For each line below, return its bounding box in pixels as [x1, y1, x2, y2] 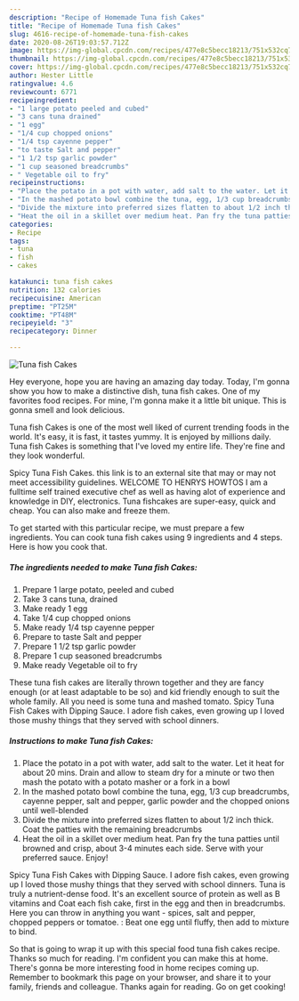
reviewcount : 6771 [9, 87, 77, 96]
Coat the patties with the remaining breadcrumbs [21, 824, 203, 835]
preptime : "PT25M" [9, 302, 77, 311]
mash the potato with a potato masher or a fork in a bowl [21, 776, 230, 787]
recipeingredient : [9, 95, 77, 105]
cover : [9, 63, 34, 72]
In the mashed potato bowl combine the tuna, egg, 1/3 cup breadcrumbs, [21, 786, 290, 796]
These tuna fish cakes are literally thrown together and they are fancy [9, 677, 264, 688]
